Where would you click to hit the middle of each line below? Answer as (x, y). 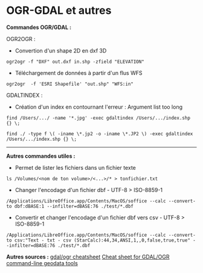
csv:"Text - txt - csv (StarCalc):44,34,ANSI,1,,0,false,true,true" (102, 240)
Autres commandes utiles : (41, 156)
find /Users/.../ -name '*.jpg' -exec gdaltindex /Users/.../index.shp (98, 118)
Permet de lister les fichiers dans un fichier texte (75, 167)
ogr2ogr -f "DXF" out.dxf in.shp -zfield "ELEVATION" (76, 62)
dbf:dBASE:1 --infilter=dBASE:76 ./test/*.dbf (74, 206)
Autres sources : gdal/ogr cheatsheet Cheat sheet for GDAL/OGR (88, 257)
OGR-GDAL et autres (59, 11)
